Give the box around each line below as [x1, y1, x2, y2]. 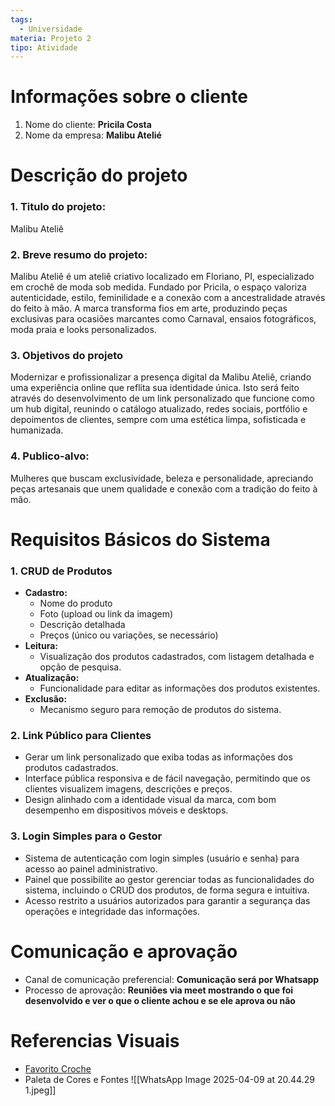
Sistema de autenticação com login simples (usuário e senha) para [24, 852, 300, 864]
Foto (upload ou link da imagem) [39, 608, 174, 620]
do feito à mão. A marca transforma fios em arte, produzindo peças [10, 302, 288, 314]
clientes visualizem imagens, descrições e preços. [24, 783, 233, 795]
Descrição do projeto [10, 164, 188, 187]
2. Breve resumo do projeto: [10, 247, 148, 261]
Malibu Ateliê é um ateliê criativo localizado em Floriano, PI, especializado [10, 270, 315, 282]
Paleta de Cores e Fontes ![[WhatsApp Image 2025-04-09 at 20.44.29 [24, 1073, 315, 1085]
